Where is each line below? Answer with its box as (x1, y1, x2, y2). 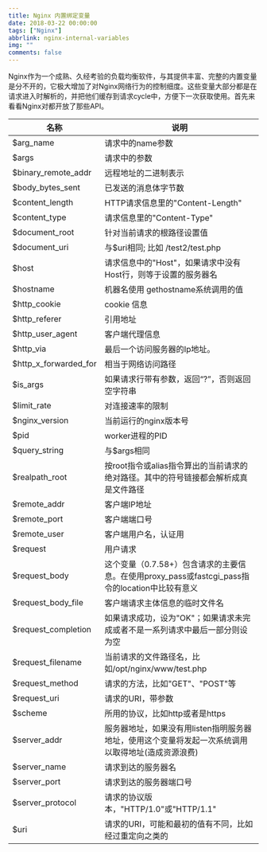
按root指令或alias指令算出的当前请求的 (104, 460, 249, 471)
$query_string (12, 445, 64, 455)
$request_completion (12, 624, 91, 635)
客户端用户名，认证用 (104, 529, 184, 540)
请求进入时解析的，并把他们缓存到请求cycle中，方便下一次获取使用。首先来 (8, 92, 256, 100)
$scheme (12, 708, 48, 718)
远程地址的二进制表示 (104, 168, 184, 178)
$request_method (12, 678, 79, 689)
